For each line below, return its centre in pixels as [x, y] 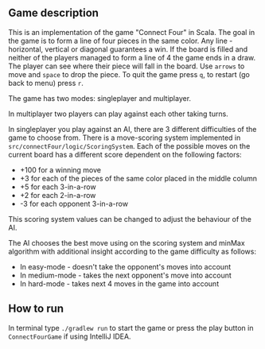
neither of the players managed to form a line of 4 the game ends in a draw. [132, 57]
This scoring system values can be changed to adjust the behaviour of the [130, 219]
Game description [54, 13]
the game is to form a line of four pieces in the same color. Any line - [121, 41]
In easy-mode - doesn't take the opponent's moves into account [125, 266]
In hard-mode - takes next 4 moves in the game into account [119, 283]
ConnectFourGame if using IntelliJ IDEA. [70, 336]
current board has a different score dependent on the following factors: [125, 154]
